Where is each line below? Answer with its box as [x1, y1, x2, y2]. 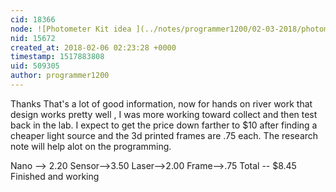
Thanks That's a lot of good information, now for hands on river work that [10, 97, 313, 110]
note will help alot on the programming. [10, 140, 172, 152]
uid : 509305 [10, 61, 60, 71]
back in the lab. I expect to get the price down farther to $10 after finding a [10, 119, 318, 131]
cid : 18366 [10, 14, 56, 25]
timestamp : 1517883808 [10, 52, 105, 62]
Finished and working [10, 170, 100, 182]
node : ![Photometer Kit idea [10, 24, 132, 34]
